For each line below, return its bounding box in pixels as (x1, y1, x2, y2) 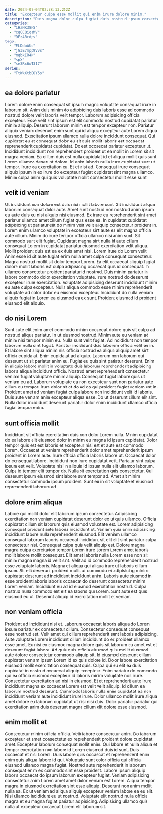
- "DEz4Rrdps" (9, 35, 38, 40)
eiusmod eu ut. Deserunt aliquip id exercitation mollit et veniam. (5, 593, 132, 599)
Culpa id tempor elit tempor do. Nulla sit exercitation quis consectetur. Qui (5, 468, 153, 474)
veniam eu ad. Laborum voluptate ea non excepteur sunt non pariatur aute (5, 379, 154, 385)
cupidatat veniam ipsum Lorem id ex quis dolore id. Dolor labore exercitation (5, 657, 158, 663)
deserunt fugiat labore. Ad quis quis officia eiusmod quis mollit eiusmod (5, 647, 148, 652)
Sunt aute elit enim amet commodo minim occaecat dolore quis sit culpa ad (5, 327, 156, 333)
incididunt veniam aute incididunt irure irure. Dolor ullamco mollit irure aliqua (5, 693, 158, 699)
